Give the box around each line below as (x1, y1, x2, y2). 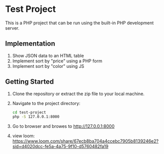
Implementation (5, 40, 56, 48)
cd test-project (12, 110, 46, 115)
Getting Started (5, 78, 54, 86)
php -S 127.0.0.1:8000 (12, 114, 60, 119)
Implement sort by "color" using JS (12, 63, 84, 69)
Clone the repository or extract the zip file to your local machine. (12, 91, 145, 97)
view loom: (12, 133, 35, 139)
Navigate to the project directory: (12, 100, 81, 106)
